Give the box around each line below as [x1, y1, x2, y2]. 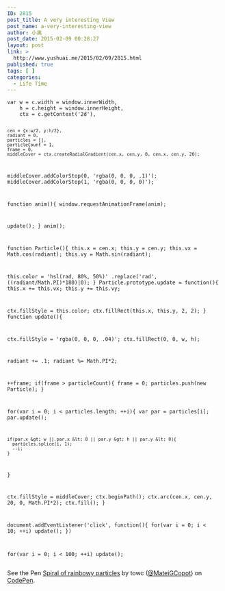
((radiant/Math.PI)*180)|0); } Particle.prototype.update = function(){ [7, 279, 219, 287]
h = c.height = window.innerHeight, [19, 105, 124, 112]
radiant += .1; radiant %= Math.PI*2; [7, 358, 118, 365]
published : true [7, 61, 53, 68]
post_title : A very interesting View [7, 16, 115, 23]
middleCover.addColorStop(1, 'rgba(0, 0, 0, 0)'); [7, 178, 155, 185]
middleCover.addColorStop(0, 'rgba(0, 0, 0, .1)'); [7, 172, 157, 179]
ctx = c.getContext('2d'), [19, 111, 96, 118]
